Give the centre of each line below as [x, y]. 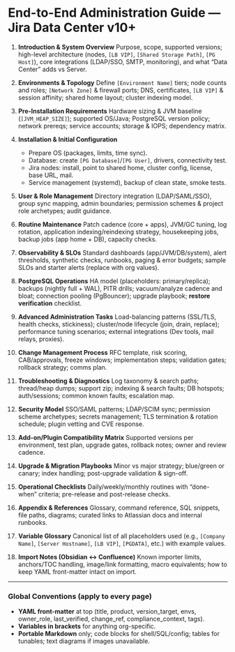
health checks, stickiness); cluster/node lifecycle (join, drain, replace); [119, 324]
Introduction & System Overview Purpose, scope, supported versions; [120, 47]
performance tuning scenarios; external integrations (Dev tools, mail [116, 331]
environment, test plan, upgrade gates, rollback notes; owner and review [122, 445]
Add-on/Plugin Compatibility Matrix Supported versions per [106, 437]
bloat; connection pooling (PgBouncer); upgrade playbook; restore [114, 296]
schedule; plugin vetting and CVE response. [81, 424]
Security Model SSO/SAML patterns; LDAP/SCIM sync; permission [114, 409]
